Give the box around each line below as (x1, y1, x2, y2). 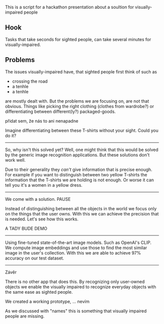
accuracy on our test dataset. (5, 255, 64, 261)
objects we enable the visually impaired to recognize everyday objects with (5, 283, 156, 290)
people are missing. (5, 313, 45, 319)
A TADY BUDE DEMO (5, 225, 48, 231)
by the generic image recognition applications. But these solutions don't (5, 151, 150, 158)
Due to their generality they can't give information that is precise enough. (5, 166, 153, 173)
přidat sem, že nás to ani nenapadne (5, 118, 79, 124)
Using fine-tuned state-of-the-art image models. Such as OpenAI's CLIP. (5, 239, 152, 245)
